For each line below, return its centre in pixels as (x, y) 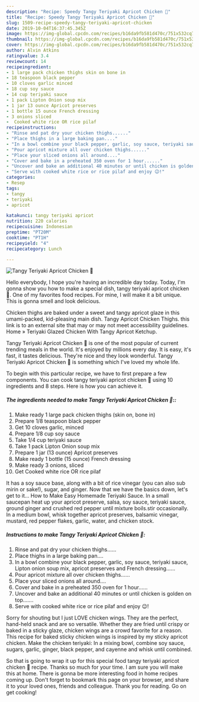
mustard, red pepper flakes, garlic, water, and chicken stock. (80, 521)
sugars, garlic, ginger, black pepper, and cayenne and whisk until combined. (99, 649)
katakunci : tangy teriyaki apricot (50, 216)
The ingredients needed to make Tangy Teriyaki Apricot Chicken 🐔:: (91, 400)
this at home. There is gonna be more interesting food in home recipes (92, 673)
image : (14, 34)
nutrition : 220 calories (37, 221)
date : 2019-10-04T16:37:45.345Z (46, 28)
